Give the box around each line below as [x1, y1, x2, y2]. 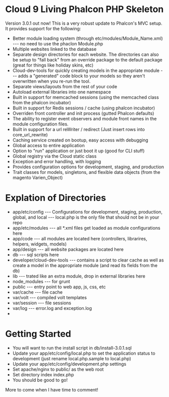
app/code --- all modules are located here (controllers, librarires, [12, 235, 147, 241]
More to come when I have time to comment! [5, 386, 98, 392]
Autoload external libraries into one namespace [12, 89, 111, 95]
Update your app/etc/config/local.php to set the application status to [12, 350, 155, 356]
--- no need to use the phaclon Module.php [12, 40, 103, 46]
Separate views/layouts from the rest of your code [12, 83, 118, 89]
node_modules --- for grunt [12, 278, 71, 284]
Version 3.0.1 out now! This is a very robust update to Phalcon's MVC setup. [5, 20, 162, 26]
